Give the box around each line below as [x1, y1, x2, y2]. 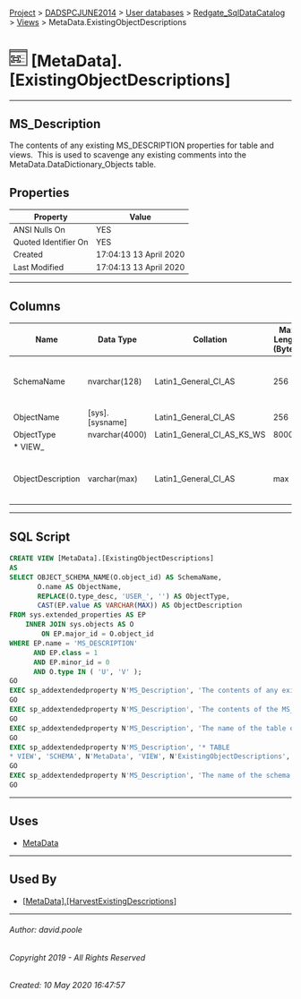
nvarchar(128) [88, 376, 142, 387]
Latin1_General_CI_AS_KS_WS [154, 430, 266, 440]
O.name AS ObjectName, [37, 582, 123, 591]
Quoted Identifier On [13, 237, 89, 248]
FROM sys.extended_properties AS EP [9, 610, 146, 619]
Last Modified [13, 261, 64, 272]
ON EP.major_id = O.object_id [41, 629, 154, 639]
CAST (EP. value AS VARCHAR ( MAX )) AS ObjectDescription [37, 601, 243, 610]
